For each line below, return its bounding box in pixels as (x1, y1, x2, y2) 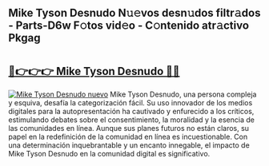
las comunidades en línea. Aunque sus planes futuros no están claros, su (8, 124, 250, 132)
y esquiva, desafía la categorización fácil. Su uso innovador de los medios (8, 98, 253, 107)
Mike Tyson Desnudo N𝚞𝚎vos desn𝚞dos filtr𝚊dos (8, 6, 261, 20)
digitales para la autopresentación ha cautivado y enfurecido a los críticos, (8, 107, 255, 116)
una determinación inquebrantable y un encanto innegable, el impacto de (8, 140, 250, 150)
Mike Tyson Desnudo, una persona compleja (110, 89, 257, 99)
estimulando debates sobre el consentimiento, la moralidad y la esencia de (8, 115, 255, 125)
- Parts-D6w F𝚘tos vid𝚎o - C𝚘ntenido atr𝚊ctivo (8, 19, 250, 33)
